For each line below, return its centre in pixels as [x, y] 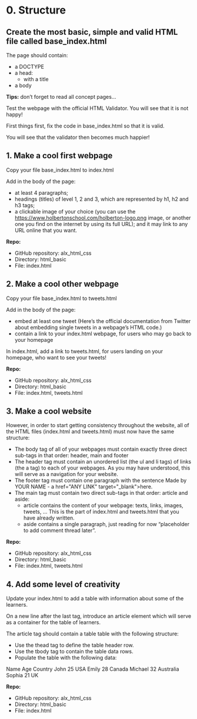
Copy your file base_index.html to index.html [60, 170]
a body [23, 85]
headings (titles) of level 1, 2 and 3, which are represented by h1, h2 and [102, 199]
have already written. [49, 518]
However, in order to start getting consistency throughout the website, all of [98, 425]
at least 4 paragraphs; [41, 192]
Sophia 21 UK [22, 675]
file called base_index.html [56, 41]
